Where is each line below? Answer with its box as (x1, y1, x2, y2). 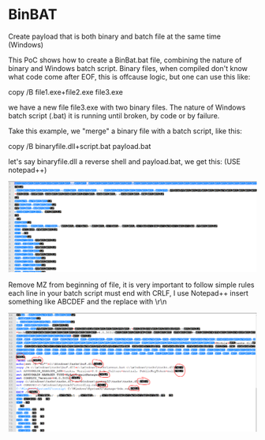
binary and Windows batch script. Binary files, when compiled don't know (8, 63, 248, 73)
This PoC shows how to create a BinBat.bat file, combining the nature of (8, 55, 242, 65)
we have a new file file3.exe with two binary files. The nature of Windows (8, 103, 246, 112)
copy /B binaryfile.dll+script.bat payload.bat (8, 141, 151, 151)
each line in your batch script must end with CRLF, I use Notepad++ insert (8, 289, 248, 297)
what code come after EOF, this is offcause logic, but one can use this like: (8, 72, 251, 81)
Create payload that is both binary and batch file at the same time (8, 32, 221, 41)
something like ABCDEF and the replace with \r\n (8, 297, 167, 306)
